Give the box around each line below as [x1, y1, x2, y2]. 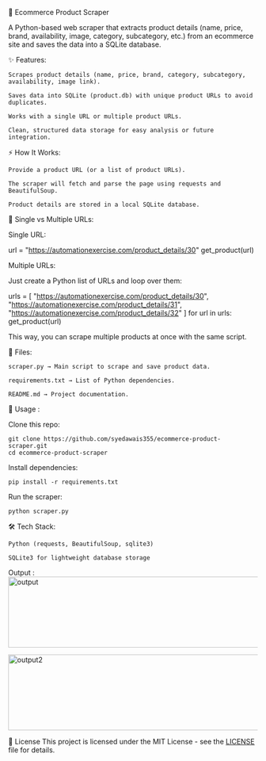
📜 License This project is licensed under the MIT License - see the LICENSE [8, 737, 255, 746]
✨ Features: [8, 55, 47, 64]
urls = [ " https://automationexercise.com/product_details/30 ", [8, 292, 209, 300]
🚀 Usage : [8, 404, 40, 414]
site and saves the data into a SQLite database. [8, 40, 161, 49]
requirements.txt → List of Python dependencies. [8, 377, 176, 384]
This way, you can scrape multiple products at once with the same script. [8, 332, 247, 341]
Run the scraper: [8, 492, 63, 501]
